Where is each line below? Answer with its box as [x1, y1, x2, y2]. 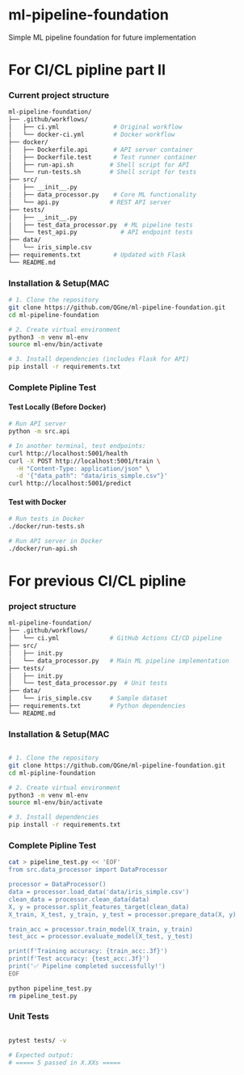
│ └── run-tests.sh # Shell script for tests [8, 168, 197, 176]
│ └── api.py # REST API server [8, 198, 172, 206]
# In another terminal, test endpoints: [8, 442, 147, 450]
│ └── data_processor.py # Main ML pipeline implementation [8, 657, 229, 665]
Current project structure [8, 90, 110, 101]
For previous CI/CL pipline [8, 572, 187, 590]
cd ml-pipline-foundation [8, 768, 95, 777]
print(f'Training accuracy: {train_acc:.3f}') [8, 947, 168, 955]
